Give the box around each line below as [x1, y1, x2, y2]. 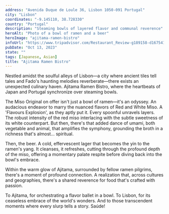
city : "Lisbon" [5, 12, 37, 17]
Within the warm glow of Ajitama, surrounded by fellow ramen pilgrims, [5, 167, 152, 173]
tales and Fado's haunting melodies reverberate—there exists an [5, 78, 139, 84]
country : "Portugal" [5, 21, 49, 27]
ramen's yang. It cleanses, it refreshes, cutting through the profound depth [5, 146, 160, 152]
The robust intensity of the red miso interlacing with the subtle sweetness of [5, 115, 163, 121]
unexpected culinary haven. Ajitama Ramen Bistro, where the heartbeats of [5, 84, 161, 90]
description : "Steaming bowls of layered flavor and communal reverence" [5, 26, 163, 31]
